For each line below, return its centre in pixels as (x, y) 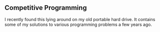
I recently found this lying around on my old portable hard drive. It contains (80, 19)
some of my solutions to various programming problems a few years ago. (78, 24)
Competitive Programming (46, 8)
